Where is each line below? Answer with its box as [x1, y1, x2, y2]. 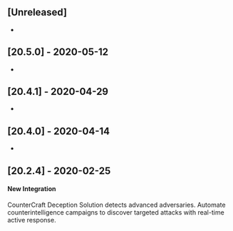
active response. [7, 215, 56, 224]
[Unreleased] [7, 6, 68, 19]
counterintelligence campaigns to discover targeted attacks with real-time [7, 207, 224, 217]
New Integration [7, 185, 56, 193]
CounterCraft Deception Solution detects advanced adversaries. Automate [7, 200, 226, 209]
